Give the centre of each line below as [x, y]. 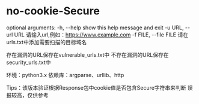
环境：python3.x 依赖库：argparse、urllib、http [65, 75]
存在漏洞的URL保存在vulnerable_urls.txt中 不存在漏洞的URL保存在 [87, 54]
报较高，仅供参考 [27, 95]
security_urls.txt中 [29, 62]
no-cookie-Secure [53, 11]
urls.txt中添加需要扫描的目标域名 [47, 42]
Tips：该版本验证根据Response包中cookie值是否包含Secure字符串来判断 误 [100, 87]
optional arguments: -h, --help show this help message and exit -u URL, [95, 27]
